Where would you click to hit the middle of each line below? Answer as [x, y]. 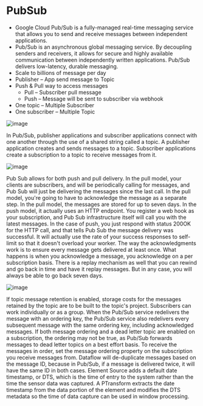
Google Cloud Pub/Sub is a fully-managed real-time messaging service [104, 27]
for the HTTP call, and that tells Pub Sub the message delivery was [90, 230]
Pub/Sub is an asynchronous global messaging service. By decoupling [103, 47]
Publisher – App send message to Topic [65, 79]
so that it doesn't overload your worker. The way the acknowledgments [107, 243]
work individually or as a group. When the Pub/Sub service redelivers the [98, 312]
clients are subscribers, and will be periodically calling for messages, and [98, 185]
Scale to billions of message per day [60, 73]
